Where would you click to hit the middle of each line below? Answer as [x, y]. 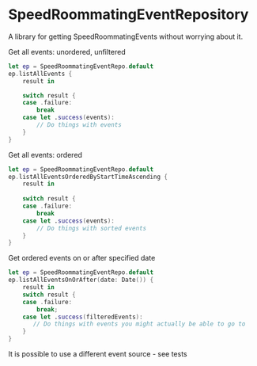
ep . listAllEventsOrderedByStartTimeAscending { [88, 177]
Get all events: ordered [45, 154]
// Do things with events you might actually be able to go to [139, 324]
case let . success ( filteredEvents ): [83, 317]
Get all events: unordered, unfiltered [67, 51]
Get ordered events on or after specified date [82, 258]
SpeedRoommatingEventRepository [128, 15]
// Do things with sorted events [92, 228]
